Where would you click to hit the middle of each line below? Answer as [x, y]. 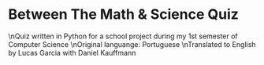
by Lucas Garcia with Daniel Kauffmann [72, 52]
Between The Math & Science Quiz [123, 14]
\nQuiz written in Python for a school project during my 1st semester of [123, 36]
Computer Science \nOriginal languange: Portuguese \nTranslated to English [132, 44]
